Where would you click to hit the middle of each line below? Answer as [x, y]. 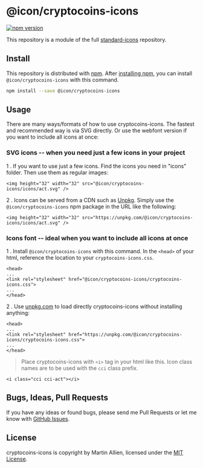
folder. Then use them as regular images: [57, 172]
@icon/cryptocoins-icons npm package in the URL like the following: [91, 206]
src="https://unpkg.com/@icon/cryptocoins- [137, 217]
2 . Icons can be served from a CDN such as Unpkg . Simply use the [90, 200]
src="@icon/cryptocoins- [113, 183]
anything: [18, 313]
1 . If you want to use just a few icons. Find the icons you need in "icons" [96, 166]
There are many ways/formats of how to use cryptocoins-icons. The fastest [100, 124]
